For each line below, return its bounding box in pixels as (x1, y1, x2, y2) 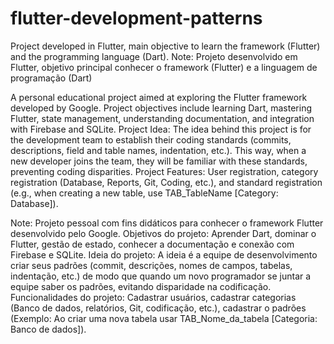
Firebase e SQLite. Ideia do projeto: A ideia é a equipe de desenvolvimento (10, 248, 318, 261)
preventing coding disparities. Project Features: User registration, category (10, 165, 319, 177)
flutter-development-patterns (10, 7, 263, 30)
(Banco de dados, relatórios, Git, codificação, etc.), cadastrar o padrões (10, 302, 307, 314)
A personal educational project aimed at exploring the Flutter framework (10, 91, 308, 103)
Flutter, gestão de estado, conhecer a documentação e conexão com (10, 238, 295, 250)
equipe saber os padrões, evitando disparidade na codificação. (10, 280, 272, 292)
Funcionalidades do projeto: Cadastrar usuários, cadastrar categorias (10, 291, 297, 303)
